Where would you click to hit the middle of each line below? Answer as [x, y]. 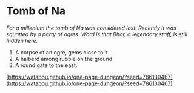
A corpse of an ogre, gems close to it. [62, 52]
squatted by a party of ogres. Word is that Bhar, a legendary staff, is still [97, 34]
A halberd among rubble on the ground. [64, 59]
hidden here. [22, 40]
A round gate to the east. [46, 65]
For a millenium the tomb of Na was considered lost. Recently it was [92, 28]
